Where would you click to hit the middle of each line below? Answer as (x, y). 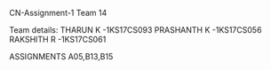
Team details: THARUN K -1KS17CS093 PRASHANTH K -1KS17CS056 (135, 30)
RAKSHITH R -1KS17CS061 (58, 39)
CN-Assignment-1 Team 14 (58, 13)
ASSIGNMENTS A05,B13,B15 (61, 56)
